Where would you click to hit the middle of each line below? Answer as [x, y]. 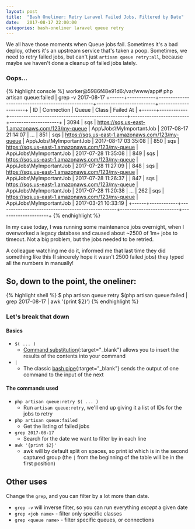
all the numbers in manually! [40, 263]
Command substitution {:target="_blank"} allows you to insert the [101, 350]
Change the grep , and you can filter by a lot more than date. [78, 496]
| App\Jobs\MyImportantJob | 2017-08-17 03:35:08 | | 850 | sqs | [101, 140]
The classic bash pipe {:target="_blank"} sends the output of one [101, 369]
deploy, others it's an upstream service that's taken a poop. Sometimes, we [97, 51]
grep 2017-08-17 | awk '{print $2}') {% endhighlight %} [72, 301]
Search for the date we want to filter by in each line [85, 438]
